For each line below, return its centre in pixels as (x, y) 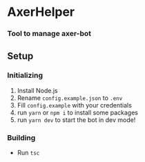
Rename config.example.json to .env (70, 98)
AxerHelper (41, 12)
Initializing (25, 75)
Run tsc (28, 153)
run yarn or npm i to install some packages (77, 112)
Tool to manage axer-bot (49, 34)
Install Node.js (37, 90)
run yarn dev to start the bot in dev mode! (76, 120)
